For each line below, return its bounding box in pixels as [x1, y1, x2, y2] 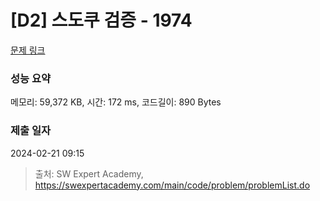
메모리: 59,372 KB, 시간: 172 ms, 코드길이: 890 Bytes [10, 96, 222, 108]
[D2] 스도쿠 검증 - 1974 [10, 9, 193, 32]
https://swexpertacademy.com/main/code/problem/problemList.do [34, 179, 311, 191]
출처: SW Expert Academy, [34, 167, 144, 180]
